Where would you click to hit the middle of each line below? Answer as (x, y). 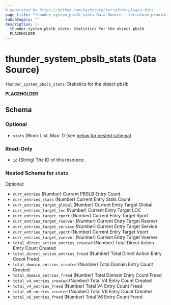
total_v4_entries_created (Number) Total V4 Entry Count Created (82, 281)
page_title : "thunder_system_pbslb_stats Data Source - (66, 15)
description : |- (22, 24)
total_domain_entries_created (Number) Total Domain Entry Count (83, 264)
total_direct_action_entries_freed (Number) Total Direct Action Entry (87, 253)
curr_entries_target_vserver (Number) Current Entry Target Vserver (85, 237)
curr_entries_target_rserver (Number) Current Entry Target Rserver (85, 221)
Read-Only (19, 148)
